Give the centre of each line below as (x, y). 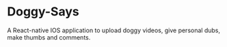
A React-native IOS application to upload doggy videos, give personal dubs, (114, 30)
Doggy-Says (43, 12)
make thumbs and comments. (49, 37)
